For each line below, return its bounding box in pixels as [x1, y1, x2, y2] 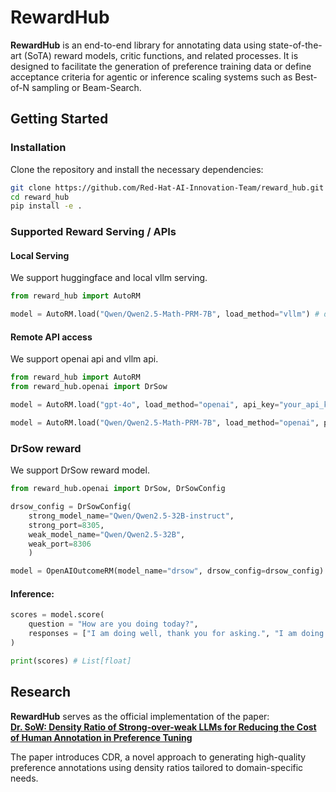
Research [10, 684, 72, 701]
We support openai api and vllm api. [10, 353, 159, 365]
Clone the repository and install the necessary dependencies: [10, 163, 264, 175]
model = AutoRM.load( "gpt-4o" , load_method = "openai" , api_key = [10, 400, 280, 410]
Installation [10, 141, 67, 155]
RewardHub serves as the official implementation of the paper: [10, 710, 270, 722]
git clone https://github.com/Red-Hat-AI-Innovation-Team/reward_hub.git [10, 182, 325, 193]
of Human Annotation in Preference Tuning [10, 731, 193, 743]
